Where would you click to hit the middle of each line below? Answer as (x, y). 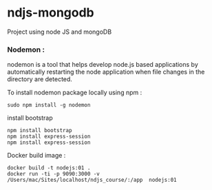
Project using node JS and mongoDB (60, 32)
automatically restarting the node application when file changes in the (106, 72)
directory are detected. (40, 79)
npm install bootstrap (40, 131)
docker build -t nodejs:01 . (49, 168)
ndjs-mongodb (51, 13)
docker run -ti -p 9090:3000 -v (53, 174)
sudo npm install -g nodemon (49, 105)
